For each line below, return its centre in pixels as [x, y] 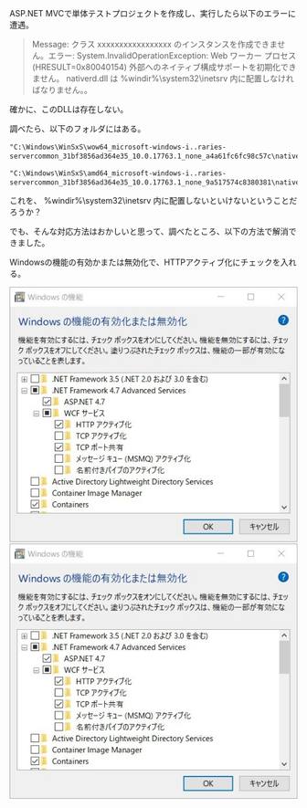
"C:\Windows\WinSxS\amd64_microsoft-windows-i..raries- [118, 173]
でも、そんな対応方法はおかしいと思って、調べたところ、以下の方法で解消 [149, 231]
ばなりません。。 [62, 90]
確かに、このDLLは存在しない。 [69, 109]
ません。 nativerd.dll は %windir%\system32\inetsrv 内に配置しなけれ [163, 79]
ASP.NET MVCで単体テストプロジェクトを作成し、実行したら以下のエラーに [153, 13]
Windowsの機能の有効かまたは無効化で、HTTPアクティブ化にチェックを [145, 262]
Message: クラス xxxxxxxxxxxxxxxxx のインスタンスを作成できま [154, 44]
